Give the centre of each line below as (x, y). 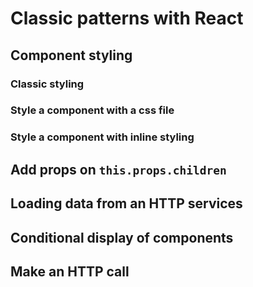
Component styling (71, 55)
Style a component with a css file (92, 110)
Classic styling (47, 84)
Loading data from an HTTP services (126, 203)
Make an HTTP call (70, 271)
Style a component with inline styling (102, 137)
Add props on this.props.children (118, 169)
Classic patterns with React (127, 18)
